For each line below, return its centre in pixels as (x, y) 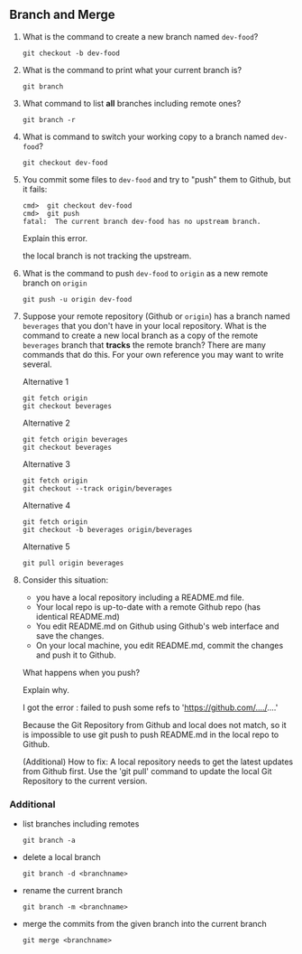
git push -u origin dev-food (77, 299)
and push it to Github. (76, 655)
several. (37, 364)
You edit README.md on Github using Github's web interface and (157, 626)
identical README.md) (78, 616)
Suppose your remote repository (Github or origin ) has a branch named (156, 316)
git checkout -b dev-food (71, 53)
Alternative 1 (46, 381)
